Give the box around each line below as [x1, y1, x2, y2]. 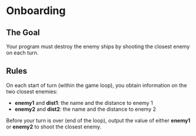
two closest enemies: [6, 88, 58, 95]
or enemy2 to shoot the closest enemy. [6, 123, 102, 130]
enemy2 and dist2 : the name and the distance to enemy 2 [14, 106, 157, 113]
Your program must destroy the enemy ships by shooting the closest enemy [6, 43, 190, 50]
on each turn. [6, 49, 39, 56]
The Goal [6, 28, 40, 38]
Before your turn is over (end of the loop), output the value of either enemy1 [6, 117, 191, 124]
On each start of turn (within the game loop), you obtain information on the [6, 81, 187, 89]
